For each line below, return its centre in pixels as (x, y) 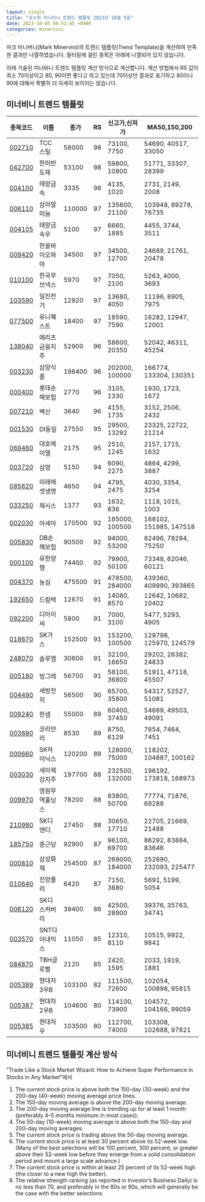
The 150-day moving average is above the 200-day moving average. (101, 1102)
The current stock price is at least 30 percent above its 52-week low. (102, 1141)
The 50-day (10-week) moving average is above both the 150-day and (103, 1122)
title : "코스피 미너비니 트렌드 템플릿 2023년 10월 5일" (70, 18)
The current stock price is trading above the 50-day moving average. (102, 1135)
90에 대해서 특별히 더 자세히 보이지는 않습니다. (62, 83)
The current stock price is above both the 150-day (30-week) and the (103, 1089)
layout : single (26, 12)
